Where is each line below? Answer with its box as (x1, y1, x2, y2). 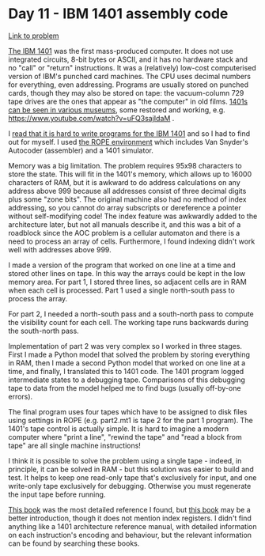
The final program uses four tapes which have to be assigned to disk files (8, 407, 248, 416)
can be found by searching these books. (8, 539, 140, 548)
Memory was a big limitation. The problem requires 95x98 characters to (8, 161, 243, 170)
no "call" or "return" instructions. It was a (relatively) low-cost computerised (8, 62, 257, 72)
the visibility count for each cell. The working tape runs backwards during (8, 317, 249, 327)
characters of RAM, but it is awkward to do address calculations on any (8, 177, 241, 187)
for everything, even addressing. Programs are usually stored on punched (8, 80, 249, 89)
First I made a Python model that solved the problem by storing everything (8, 350, 251, 359)
